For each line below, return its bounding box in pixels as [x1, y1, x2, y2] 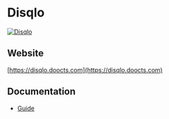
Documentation [7, 86, 76, 98]
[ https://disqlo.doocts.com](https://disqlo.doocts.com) [7, 65, 163, 74]
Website [7, 47, 44, 59]
